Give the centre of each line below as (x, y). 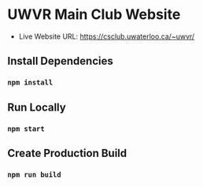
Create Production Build (67, 153)
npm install (30, 83)
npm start (26, 129)
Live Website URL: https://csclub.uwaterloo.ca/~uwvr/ (107, 36)
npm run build (34, 174)
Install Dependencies (60, 61)
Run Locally (37, 107)
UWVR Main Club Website (94, 15)
